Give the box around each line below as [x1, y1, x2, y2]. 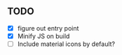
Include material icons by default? [17, 40, 116, 48]
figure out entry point [17, 24, 79, 32]
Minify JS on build [17, 31, 70, 40]
